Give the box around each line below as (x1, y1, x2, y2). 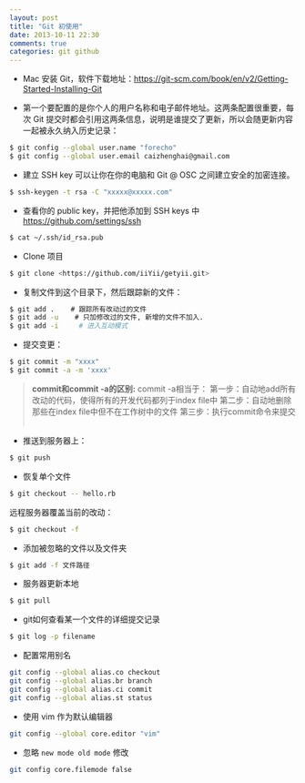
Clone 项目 (22, 250, 64, 261)
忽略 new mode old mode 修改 (22, 747, 129, 758)
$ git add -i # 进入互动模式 (9, 321, 128, 330)
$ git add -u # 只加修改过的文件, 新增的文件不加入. (9, 313, 204, 322)
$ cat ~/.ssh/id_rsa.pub (9, 233, 104, 242)
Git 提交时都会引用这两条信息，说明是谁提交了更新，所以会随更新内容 (33, 114, 294, 125)
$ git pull (9, 596, 51, 605)
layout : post (9, 13, 59, 23)
